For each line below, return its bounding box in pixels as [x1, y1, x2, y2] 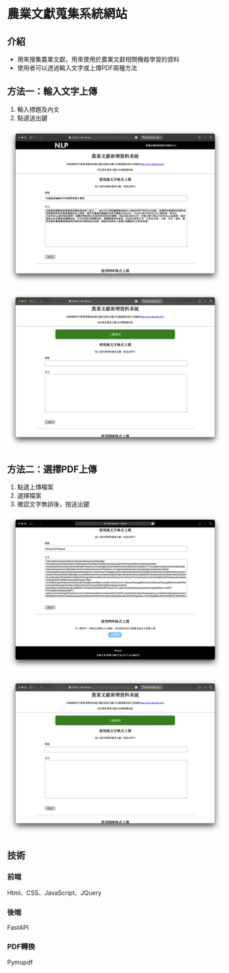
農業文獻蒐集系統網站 [7, 6, 128, 22]
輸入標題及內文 [16, 105, 60, 113]
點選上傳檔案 [16, 483, 53, 491]
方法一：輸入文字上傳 [7, 86, 97, 97]
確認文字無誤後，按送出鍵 [16, 500, 90, 508]
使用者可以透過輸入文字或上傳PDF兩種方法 [16, 64, 138, 72]
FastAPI [7, 924, 29, 932]
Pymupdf [7, 958, 33, 966]
